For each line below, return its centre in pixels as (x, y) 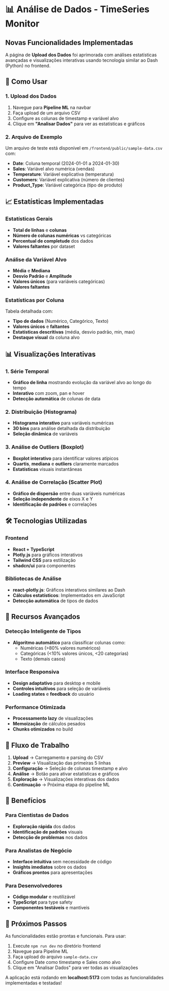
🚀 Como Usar (26, 82)
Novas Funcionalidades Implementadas (69, 43)
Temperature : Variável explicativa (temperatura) (63, 174)
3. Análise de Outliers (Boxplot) (45, 447)
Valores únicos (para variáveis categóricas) (59, 281)
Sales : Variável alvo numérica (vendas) (54, 169)
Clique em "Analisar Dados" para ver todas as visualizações (75, 968)
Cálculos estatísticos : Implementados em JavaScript (68, 595)
